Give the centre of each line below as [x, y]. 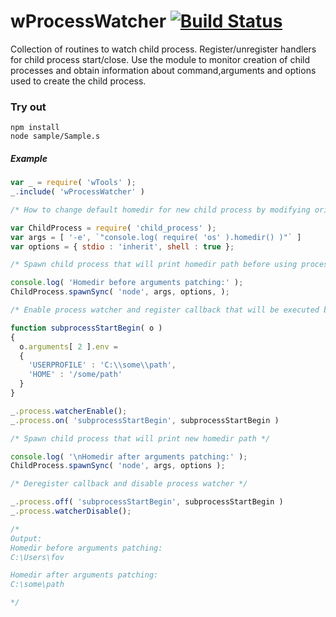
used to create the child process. [78, 81]
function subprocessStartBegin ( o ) [86, 328]
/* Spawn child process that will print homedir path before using [154, 265]
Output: [26, 538]
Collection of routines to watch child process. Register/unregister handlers [163, 49]
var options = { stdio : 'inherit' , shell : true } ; [122, 246]
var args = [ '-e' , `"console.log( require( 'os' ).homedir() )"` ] [156, 237]
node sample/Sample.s [55, 136]
